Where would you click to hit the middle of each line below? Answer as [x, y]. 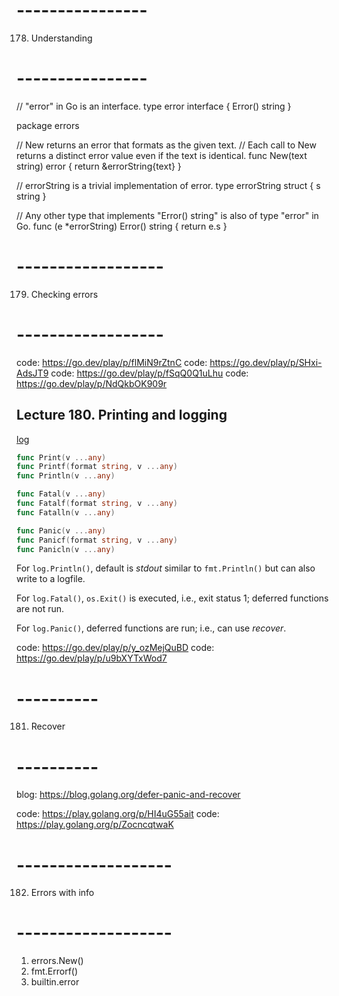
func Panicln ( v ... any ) [66, 549]
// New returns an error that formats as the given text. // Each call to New [166, 145]
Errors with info [62, 893]
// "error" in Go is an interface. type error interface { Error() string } [154, 106]
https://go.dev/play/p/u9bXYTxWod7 [92, 658]
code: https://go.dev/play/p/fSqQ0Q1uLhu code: [149, 373]
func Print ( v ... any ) [61, 457]
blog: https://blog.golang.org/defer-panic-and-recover [128, 795]
